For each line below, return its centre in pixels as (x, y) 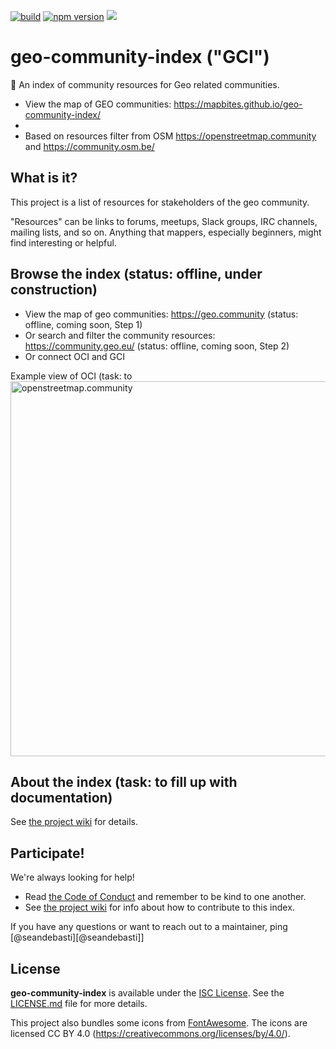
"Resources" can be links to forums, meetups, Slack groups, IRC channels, (164, 221)
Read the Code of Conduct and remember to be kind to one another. (165, 897)
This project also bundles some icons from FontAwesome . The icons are (159, 1023)
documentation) (61, 797)
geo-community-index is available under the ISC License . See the (147, 993)
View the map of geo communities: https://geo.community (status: (161, 314)
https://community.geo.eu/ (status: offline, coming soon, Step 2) (157, 346)
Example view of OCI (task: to (71, 376)
